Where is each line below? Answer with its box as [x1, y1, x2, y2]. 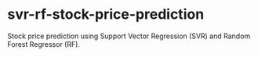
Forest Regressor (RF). [7, 39, 80, 48]
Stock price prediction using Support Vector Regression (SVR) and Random [7, 31, 251, 41]
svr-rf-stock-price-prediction [7, 5, 205, 23]
